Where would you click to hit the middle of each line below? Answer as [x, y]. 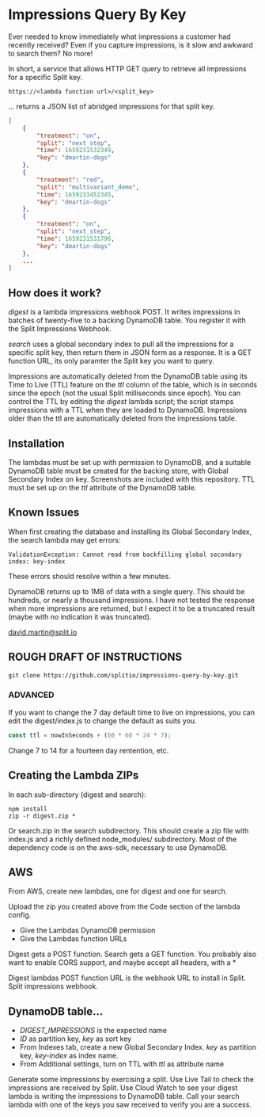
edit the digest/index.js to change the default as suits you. [102, 721]
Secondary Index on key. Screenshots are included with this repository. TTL [132, 479]
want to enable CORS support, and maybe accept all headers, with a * [122, 963]
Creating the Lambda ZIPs [74, 775]
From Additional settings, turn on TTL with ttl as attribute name [121, 1064]
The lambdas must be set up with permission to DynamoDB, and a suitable [130, 462]
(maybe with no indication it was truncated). [80, 616]
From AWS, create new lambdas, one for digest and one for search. [118, 891]
